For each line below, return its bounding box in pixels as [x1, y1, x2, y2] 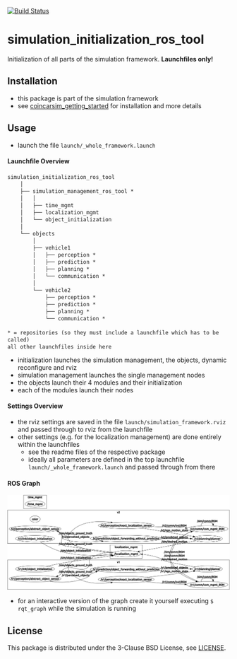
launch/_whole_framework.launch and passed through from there [28, 462, 216, 471]
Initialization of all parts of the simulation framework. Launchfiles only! [7, 54, 214, 63]
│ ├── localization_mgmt [20, 209, 99, 216]
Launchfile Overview [7, 157, 70, 165]
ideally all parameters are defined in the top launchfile [28, 455, 185, 463]
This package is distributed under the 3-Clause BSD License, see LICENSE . [7, 643, 226, 652]
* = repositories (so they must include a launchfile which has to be [7, 329, 219, 336]
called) [7, 336, 30, 343]
